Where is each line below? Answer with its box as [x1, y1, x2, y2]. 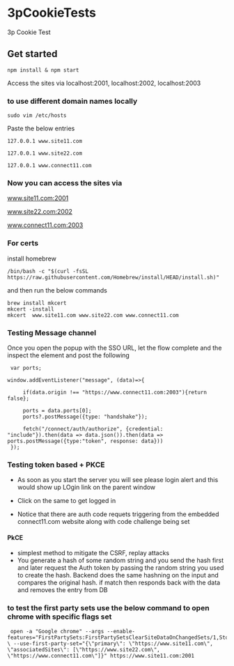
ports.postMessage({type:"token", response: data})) [7, 437, 164, 444]
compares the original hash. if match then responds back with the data [17, 578, 221, 587]
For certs [7, 238, 39, 248]
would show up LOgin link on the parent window [17, 483, 156, 492]
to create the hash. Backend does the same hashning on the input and [17, 571, 219, 580]
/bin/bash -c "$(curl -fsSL [7, 268, 89, 274]
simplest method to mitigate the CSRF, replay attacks [17, 549, 169, 557]
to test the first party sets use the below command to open [7, 603, 210, 613]
